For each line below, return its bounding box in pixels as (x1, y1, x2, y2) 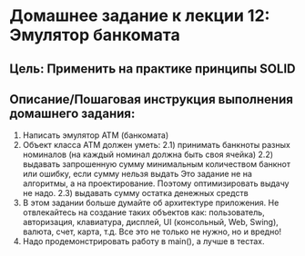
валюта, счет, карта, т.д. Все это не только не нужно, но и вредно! (22, 226, 282, 237)
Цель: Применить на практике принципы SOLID (9, 61, 296, 76)
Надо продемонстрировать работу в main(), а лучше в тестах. (22, 236, 265, 247)
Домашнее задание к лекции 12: (9, 5, 270, 26)
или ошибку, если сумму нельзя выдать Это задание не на (22, 169, 253, 180)
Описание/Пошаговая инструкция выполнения (9, 92, 294, 107)
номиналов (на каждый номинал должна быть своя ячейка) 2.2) (22, 149, 274, 160)
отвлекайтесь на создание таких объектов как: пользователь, (22, 207, 266, 218)
